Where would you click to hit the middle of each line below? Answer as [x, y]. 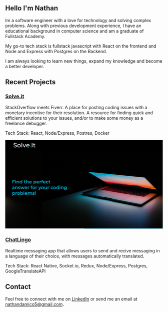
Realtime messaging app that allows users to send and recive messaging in [82, 250]
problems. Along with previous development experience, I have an [73, 26]
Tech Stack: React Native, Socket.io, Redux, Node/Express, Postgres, [76, 265]
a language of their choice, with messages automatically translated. [75, 256]
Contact [18, 287]
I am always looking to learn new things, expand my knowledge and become [84, 61]
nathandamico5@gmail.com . [34, 304]
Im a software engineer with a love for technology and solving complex [78, 20]
